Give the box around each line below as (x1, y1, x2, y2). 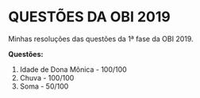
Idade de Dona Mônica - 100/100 (19, 64, 127, 74)
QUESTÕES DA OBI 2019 (8, 8, 171, 26)
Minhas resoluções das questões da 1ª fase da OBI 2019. (8, 34, 194, 43)
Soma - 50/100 (19, 81, 69, 91)
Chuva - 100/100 (19, 73, 75, 82)
